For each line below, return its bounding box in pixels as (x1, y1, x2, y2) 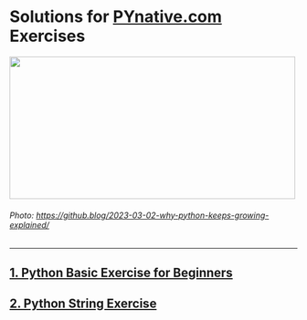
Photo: (9, 210, 35, 221)
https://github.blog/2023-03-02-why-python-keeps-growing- (36, 210, 270, 221)
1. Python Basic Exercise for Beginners (9, 264, 233, 280)
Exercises (9, 26, 86, 46)
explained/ (9, 219, 50, 230)
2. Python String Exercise (9, 295, 157, 311)
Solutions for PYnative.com (9, 6, 222, 27)
